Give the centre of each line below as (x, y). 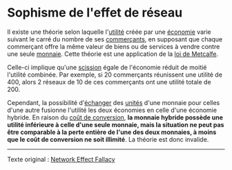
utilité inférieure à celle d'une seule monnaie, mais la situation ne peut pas (116, 124)
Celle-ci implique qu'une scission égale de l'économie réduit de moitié (107, 67)
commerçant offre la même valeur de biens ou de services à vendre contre (114, 46)
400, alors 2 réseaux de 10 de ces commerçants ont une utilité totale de (109, 82)
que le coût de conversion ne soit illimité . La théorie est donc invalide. (108, 139)
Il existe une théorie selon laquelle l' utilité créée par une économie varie (109, 32)
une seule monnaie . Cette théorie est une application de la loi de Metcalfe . (113, 54)
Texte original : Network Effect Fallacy (61, 159)
